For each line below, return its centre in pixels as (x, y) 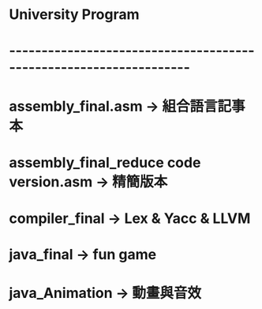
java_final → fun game (83, 255)
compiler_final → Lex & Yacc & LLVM (130, 218)
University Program (75, 15)
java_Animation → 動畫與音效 (105, 293)
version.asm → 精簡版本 (88, 181)
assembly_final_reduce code (105, 162)
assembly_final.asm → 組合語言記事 (127, 106)
